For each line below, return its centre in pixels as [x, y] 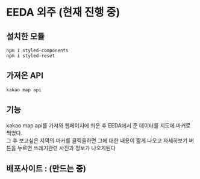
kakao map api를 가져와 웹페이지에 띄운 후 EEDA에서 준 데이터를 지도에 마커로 [98, 125]
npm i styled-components [37, 50]
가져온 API [25, 76]
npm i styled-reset [31, 56]
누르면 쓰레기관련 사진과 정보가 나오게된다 [67, 148]
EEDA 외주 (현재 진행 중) [63, 12]
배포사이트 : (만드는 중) [46, 169]
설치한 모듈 [26, 36]
